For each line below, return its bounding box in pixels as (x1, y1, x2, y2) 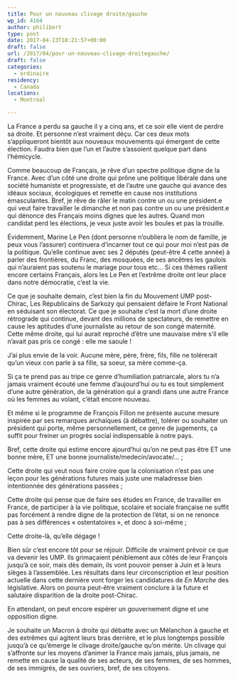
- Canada (13, 83, 40, 90)
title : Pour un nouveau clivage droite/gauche (7, 10, 148, 18)
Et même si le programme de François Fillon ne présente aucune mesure (7, 409, 220, 417)
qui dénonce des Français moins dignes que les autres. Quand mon (7, 211, 205, 220)
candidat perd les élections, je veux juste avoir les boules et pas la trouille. (7, 219, 225, 228)
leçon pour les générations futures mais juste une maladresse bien (7, 474, 202, 482)
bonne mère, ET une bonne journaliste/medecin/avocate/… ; (7, 453, 183, 461)
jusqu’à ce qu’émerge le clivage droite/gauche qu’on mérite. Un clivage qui (7, 641, 226, 649)
